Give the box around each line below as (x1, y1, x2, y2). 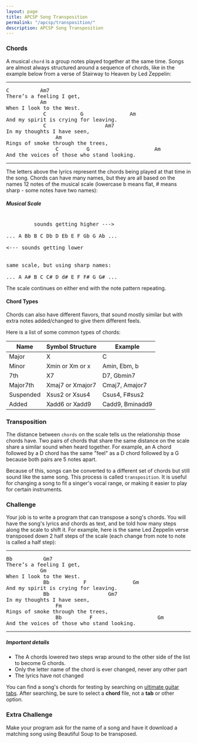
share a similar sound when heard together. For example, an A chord (6, 443, 172, 450)
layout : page (6, 8, 38, 15)
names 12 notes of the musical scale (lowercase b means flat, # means (6, 180, 177, 188)
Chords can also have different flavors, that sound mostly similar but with (6, 311, 183, 318)
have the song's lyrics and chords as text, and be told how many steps (6, 520, 177, 527)
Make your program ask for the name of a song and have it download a (6, 724, 178, 731)
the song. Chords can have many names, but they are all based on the (6, 174, 175, 181)
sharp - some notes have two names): (6, 186, 98, 194)
